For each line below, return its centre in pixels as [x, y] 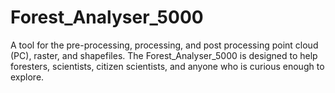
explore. [27, 77]
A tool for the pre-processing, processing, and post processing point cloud [164, 45]
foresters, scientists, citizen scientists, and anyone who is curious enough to [167, 66]
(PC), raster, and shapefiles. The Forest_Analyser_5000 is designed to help [164, 55]
